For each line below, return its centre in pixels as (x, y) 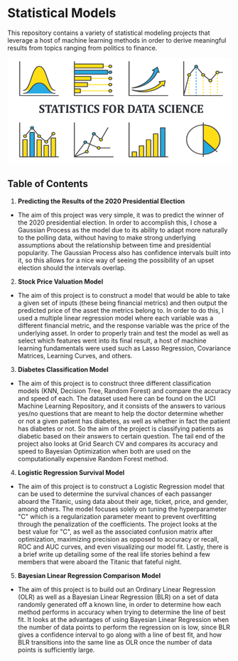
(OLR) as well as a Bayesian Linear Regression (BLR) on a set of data (118, 597)
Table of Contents (48, 184)
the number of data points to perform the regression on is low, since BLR (124, 627)
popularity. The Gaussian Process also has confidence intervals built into (124, 252)
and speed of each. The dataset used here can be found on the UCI (117, 398)
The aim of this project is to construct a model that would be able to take (124, 295)
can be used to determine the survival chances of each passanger (115, 494)
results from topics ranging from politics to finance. (82, 48)
